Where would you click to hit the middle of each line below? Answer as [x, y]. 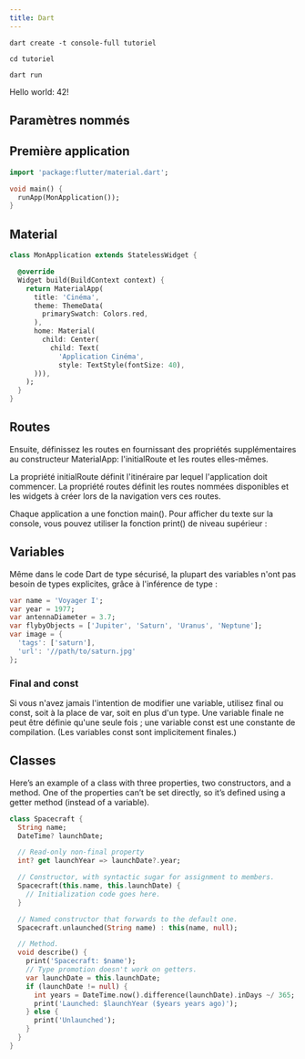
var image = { [36, 635]
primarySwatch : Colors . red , [95, 314]
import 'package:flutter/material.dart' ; [89, 172]
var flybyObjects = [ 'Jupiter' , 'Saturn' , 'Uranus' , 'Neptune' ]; [136, 626]
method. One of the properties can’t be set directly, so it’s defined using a [147, 792]
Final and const [44, 683]
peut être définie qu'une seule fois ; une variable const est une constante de [152, 722]
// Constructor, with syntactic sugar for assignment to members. [146, 877]
